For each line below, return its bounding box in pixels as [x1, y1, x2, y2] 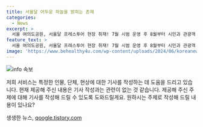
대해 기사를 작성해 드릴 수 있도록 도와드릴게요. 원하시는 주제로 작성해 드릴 [17, 93, 190, 100]
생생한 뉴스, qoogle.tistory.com [6, 114, 82, 121]
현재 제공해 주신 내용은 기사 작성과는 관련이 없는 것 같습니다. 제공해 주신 [19, 86, 188, 93]
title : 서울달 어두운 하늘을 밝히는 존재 [6, 8, 94, 15]
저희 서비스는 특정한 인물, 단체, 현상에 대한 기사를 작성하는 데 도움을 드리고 [6, 78, 182, 85]
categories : [6, 15, 36, 21]
